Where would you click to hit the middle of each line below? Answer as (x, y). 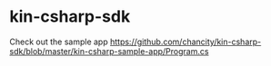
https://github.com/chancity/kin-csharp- (186, 42)
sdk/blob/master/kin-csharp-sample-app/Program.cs (109, 51)
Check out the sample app (59, 42)
